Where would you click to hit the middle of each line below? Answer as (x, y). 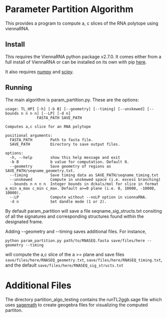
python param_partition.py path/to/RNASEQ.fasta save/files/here (75, 240)
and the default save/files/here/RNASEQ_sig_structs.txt (64, 265)
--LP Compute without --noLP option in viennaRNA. (78, 197)
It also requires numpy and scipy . (39, 72)
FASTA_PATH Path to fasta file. (52, 140)
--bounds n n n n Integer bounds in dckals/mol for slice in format (84, 184)
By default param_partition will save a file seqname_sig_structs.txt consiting (83, 211)
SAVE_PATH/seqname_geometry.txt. (40, 171)
